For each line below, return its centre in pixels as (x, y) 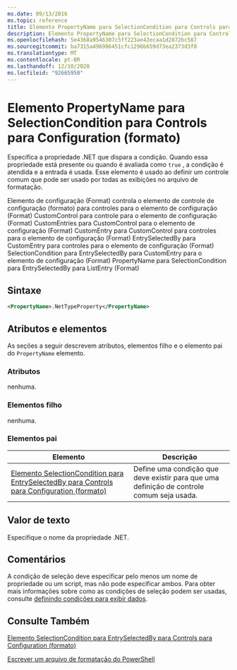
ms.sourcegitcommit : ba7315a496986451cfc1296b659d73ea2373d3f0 (102, 47)
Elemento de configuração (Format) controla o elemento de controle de (111, 201)
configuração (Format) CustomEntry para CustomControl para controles (112, 231)
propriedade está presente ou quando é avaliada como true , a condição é (116, 165)
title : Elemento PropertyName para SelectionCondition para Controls (112, 27)
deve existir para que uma (176, 477)
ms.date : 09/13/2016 (38, 14)
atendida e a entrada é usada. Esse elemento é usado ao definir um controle (118, 172)
